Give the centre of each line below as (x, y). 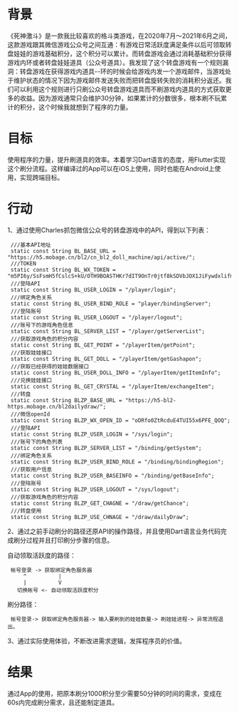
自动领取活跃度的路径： (42, 555)
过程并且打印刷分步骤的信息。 (70, 540)
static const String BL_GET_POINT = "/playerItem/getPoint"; (103, 345)
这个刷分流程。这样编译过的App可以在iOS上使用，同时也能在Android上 (111, 168)
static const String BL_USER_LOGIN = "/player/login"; (93, 289)
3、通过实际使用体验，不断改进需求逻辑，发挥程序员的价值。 (97, 641)
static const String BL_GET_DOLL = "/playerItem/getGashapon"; (106, 359)
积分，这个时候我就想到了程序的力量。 (76, 107)
